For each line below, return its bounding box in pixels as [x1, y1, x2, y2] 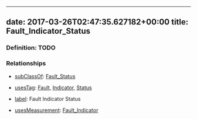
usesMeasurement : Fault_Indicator [14, 106, 98, 114]
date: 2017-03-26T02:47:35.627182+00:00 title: [6, 17, 189, 27]
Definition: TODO [6, 44, 56, 52]
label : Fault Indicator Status [14, 95, 81, 102]
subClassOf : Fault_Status [14, 72, 76, 79]
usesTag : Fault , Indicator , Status [14, 84, 92, 91]
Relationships [6, 60, 46, 68]
